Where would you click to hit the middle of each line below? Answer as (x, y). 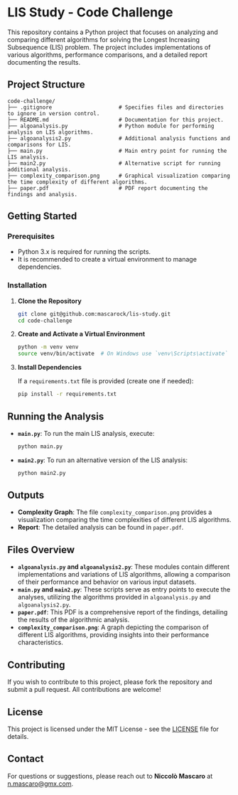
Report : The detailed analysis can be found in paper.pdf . (101, 528)
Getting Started (42, 217)
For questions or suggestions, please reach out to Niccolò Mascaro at (110, 776)
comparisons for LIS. (39, 144)
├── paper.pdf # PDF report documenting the (108, 188)
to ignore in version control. (54, 113)
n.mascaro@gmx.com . (40, 784)
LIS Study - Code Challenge (90, 12)
